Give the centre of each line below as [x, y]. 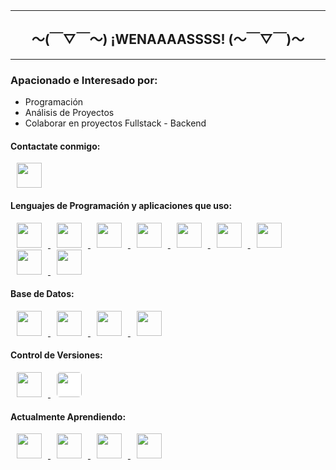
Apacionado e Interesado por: [84, 80]
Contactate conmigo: [55, 146]
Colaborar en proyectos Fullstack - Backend [115, 123]
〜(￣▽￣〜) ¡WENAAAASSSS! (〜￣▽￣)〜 [168, 39]
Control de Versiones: [56, 355]
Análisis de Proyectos [69, 113]
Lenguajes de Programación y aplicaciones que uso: [121, 205]
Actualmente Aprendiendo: [68, 416]
